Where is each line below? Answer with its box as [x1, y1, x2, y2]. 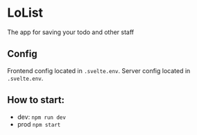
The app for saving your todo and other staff [7, 28, 135, 36]
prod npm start [17, 120, 61, 128]
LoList [7, 5, 44, 21]
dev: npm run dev [17, 113, 66, 121]
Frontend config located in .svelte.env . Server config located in [7, 66, 191, 74]
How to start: [7, 94, 65, 106]
